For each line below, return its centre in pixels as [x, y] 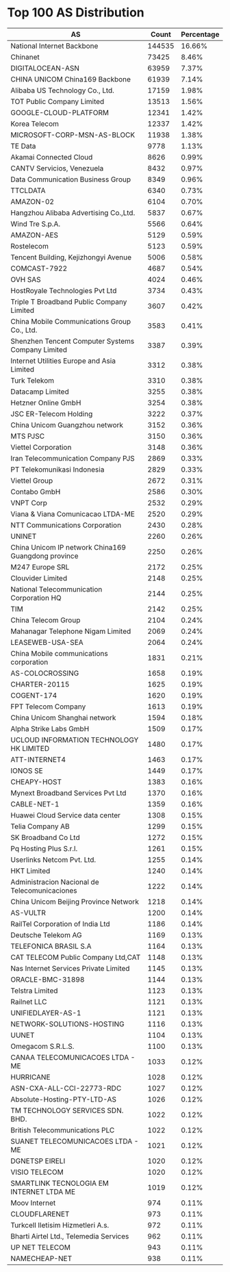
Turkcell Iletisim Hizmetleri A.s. [60, 1225]
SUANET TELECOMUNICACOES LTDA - [75, 1141]
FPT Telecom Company [48, 707]
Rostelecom [30, 246]
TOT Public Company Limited [57, 101]
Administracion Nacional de [55, 882]
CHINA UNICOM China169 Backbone [71, 79]
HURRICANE [30, 1077]
